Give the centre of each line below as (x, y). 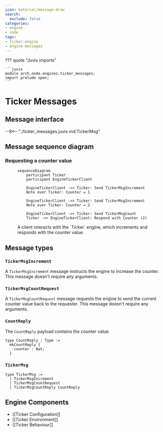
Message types (29, 248)
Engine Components (37, 402)
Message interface (35, 120)
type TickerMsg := (24, 374)
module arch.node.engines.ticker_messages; (50, 73)
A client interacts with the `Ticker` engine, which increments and (82, 227)
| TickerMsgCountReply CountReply (45, 387)
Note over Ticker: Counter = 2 (58, 205)
